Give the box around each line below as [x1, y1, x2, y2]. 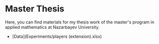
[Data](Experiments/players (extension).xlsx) [12, 33, 102, 39]
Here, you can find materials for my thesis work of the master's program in [5, 19, 155, 25]
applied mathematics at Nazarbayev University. [5, 24, 100, 30]
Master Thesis [5, 3, 65, 14]
